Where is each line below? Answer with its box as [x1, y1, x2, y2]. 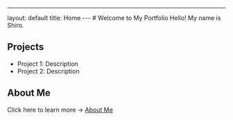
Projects [7, 41, 44, 53]
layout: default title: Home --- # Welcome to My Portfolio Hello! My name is [7, 14, 221, 22]
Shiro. [7, 22, 24, 29]
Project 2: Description [17, 67, 80, 75]
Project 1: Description [17, 60, 78, 68]
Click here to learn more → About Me [7, 105, 113, 114]
